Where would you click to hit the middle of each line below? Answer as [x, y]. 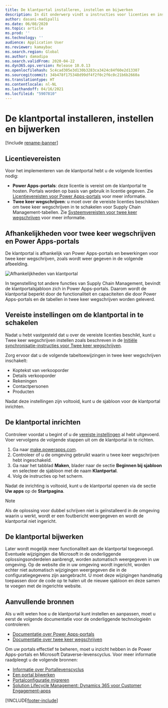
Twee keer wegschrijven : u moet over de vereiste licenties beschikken [85, 202]
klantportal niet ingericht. [31, 521]
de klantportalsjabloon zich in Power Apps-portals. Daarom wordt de [76, 288]
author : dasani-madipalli [32, 19]
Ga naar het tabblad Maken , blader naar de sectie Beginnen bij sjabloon [87, 465]
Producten [23, 392]
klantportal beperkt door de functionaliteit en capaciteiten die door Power [81, 294]
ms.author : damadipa [27, 56]
